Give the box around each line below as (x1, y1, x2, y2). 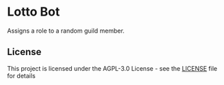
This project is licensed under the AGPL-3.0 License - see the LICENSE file (7, 64, 218, 72)
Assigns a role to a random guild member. (7, 27, 125, 35)
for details (7, 71, 36, 80)
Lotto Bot (7, 4, 60, 20)
